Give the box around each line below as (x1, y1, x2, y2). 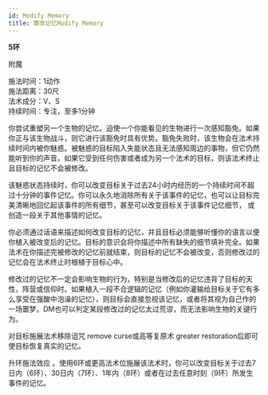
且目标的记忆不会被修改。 (8, 163, 93, 173)
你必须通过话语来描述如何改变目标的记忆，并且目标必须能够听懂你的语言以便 (8, 227, 260, 237)
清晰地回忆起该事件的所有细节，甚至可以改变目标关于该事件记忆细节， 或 (14, 200, 255, 209)
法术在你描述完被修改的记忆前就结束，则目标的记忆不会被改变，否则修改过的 (8, 247, 260, 257)
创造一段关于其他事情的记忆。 (8, 209, 106, 220)
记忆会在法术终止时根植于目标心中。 (8, 257, 128, 266)
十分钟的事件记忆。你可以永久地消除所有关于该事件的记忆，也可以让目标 (14, 190, 253, 200)
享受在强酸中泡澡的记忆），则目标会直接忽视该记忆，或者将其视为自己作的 (14, 293, 257, 304)
